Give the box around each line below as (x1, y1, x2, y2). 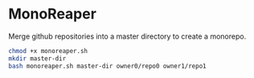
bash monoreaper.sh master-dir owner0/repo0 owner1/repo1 (8, 62, 207, 70)
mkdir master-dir (8, 54, 67, 63)
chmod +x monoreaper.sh (8, 47, 88, 55)
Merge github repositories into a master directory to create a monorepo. (8, 31, 247, 41)
